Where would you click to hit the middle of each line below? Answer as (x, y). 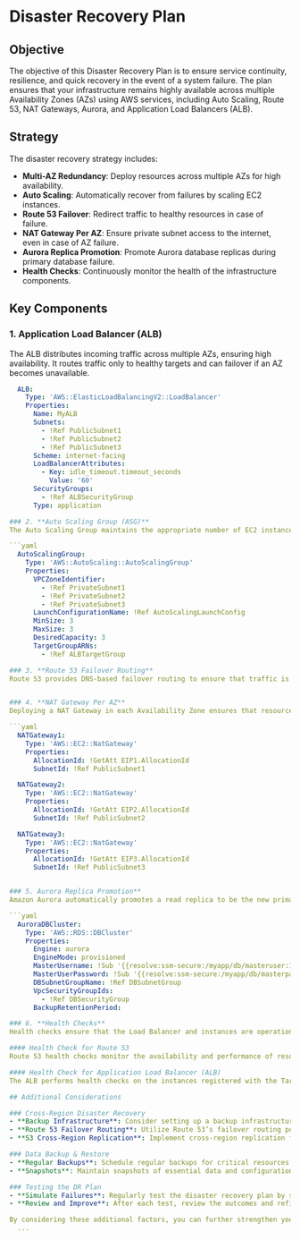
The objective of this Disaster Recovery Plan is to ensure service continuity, (148, 71)
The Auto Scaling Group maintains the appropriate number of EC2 (133, 530)
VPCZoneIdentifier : (69, 579)
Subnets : (49, 422)
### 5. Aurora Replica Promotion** (75, 892)
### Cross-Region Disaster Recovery (77, 1113)
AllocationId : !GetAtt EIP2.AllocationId (111, 810)
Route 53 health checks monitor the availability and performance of (142, 1057)
